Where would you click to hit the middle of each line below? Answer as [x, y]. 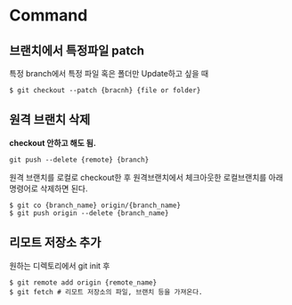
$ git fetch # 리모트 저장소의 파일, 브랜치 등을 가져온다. [106, 292]
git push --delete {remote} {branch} [79, 160]
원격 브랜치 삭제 [50, 120]
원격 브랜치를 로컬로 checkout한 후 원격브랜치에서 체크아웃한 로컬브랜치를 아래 [146, 177]
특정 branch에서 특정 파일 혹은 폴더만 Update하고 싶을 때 [109, 73]
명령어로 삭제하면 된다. [49, 189]
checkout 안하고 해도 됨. [53, 142]
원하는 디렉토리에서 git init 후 [60, 265]
